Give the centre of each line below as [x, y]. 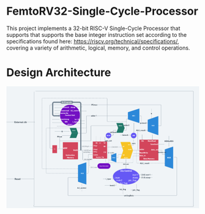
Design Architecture [59, 73]
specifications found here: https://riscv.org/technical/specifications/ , [93, 41]
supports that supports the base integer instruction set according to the [97, 34]
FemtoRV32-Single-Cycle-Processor [102, 11]
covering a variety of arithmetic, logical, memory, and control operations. [98, 48]
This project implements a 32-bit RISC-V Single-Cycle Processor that [93, 28]
